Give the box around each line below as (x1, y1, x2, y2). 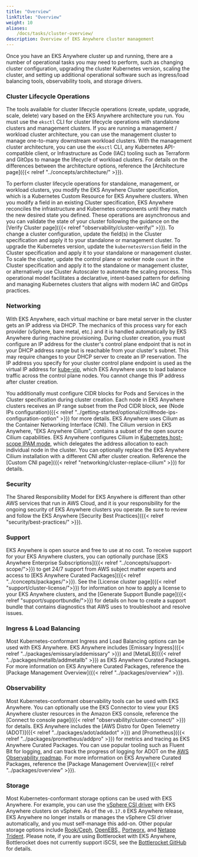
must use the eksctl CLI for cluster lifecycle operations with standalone (6, 118, 180, 125)
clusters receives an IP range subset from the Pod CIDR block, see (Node (6, 402, 184, 409)
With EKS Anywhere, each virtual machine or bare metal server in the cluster (6, 315, 192, 323)
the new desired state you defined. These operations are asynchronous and (6, 211, 190, 219)
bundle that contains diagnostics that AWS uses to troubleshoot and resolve (6, 603, 190, 610)
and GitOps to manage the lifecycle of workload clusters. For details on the (6, 156, 188, 163)
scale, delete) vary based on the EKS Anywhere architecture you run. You (6, 112, 184, 119)
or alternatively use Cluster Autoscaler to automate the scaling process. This (6, 268, 192, 275)
